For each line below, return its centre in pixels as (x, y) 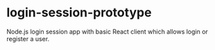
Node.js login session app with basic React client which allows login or (108, 32)
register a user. (28, 38)
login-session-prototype (79, 13)
